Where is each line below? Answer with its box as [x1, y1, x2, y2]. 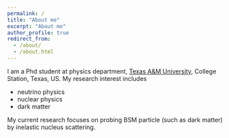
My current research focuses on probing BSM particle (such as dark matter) [7, 115, 223, 124]
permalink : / [7, 10, 45, 17]
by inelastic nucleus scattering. [7, 123, 96, 131]
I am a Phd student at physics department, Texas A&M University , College [7, 67, 217, 76]
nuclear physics [17, 95, 63, 103]
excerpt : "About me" [7, 23, 67, 30]
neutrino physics [17, 87, 66, 96]
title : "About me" [7, 16, 60, 23]
